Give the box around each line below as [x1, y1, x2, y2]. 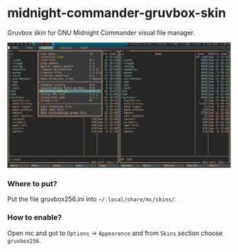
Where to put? [7, 178, 58, 188]
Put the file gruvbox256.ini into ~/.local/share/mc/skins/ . [7, 195, 177, 203]
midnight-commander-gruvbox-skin [7, 5, 227, 21]
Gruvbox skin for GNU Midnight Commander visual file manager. [7, 28, 195, 37]
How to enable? [7, 212, 62, 222]
